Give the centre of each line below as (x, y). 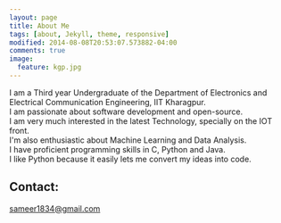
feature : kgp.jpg (50, 68)
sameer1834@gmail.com (55, 208)
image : (21, 59)
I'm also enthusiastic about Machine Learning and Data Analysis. (128, 140)
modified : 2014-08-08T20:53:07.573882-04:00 (93, 42)
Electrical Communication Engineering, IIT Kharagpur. (108, 102)
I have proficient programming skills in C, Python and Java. (117, 149)
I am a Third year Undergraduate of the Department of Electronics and (138, 92)
